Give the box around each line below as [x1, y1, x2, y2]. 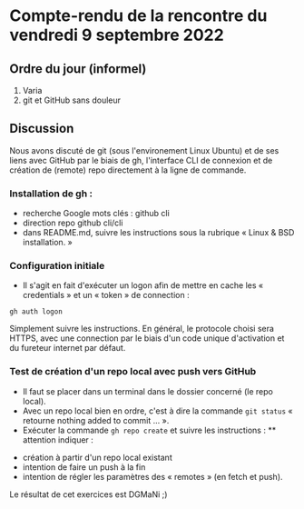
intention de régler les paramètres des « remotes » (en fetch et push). [22, 471, 283, 482]
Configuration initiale [9, 260, 105, 273]
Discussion [9, 121, 74, 136]
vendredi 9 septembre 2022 [9, 25, 224, 45]
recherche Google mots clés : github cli [22, 208, 170, 219]
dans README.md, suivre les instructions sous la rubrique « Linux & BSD [22, 227, 295, 238]
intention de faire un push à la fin [22, 461, 146, 473]
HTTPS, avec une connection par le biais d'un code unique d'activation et [9, 333, 285, 344]
